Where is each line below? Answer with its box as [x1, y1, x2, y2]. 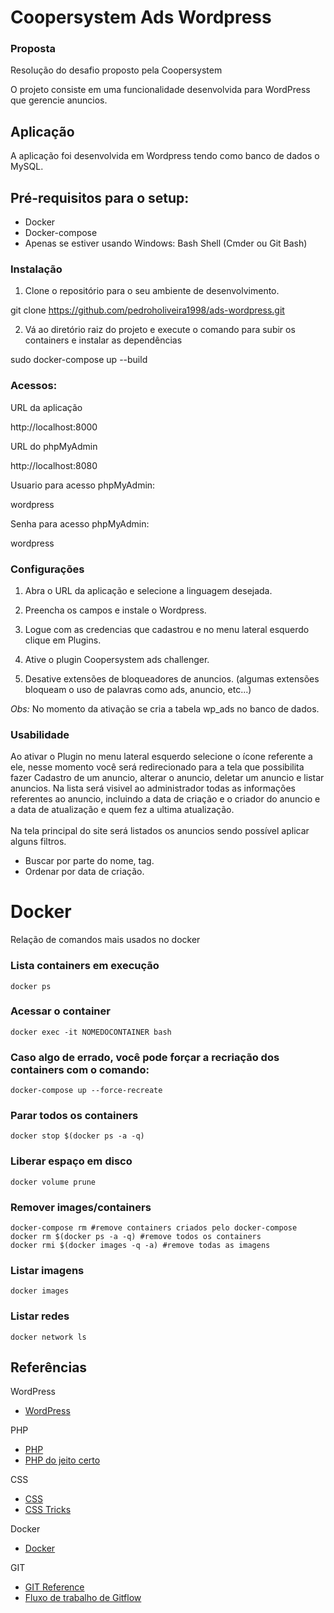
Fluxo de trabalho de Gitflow [24, 1592, 142, 1604]
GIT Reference [24, 1581, 85, 1593]
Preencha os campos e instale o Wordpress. [24, 604, 207, 616]
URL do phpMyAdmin [10, 440, 98, 452]
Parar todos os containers [10, 1109, 139, 1123]
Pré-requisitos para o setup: [10, 189, 190, 206]
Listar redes [10, 1309, 70, 1323]
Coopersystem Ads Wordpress [10, 6, 272, 29]
